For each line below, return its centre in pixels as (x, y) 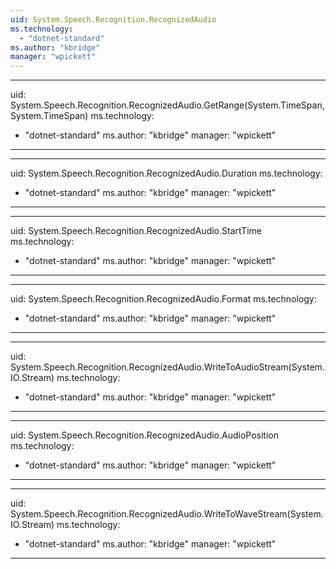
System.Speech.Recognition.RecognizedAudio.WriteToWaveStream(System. (167, 514)
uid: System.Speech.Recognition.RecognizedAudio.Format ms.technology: (163, 299)
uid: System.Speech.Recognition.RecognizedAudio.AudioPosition (144, 435)
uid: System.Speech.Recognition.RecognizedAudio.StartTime (136, 231)
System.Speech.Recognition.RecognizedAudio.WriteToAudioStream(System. (167, 367)
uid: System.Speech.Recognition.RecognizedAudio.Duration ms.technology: (166, 173)
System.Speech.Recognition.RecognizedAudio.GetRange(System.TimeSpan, (167, 105)
